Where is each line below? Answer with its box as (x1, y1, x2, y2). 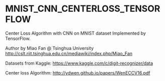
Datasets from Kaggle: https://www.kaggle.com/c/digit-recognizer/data (5, 60, 153, 66)
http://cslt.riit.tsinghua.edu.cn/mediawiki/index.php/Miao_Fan (5, 50, 133, 56)
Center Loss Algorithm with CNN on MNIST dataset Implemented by (5, 30, 146, 36)
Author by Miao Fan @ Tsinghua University (5, 45, 94, 51)
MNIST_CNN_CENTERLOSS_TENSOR (5, 3, 160, 14)
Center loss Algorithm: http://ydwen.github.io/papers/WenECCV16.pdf (5, 69, 150, 75)
